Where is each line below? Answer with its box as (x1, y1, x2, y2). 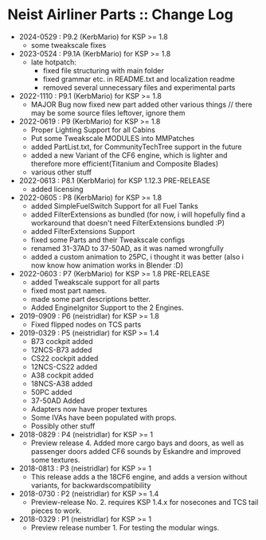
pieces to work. (30, 506, 82, 515)
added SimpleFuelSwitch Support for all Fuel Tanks (30, 201, 198, 210)
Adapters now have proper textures (30, 404, 148, 413)
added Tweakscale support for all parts (30, 277, 160, 287)
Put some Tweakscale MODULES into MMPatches (30, 133, 195, 143)
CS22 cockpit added (30, 353, 99, 363)
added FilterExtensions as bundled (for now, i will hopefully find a (30, 209, 246, 219)
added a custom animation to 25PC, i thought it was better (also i (30, 252, 244, 261)
